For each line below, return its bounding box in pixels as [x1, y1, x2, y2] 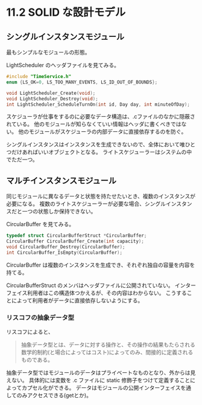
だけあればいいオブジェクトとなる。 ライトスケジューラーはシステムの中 [11, 149, 192, 156]
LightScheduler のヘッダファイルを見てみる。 [6, 62, 119, 68]
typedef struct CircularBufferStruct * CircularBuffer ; [6, 233, 147, 239]
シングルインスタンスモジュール [6, 31, 125, 42]
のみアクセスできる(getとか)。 [16, 391, 92, 399]
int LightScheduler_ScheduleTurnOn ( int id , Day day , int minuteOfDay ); [6, 101, 190, 108]
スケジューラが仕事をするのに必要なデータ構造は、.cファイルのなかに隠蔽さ [6, 113, 196, 120]
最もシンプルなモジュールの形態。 [6, 49, 90, 56]
